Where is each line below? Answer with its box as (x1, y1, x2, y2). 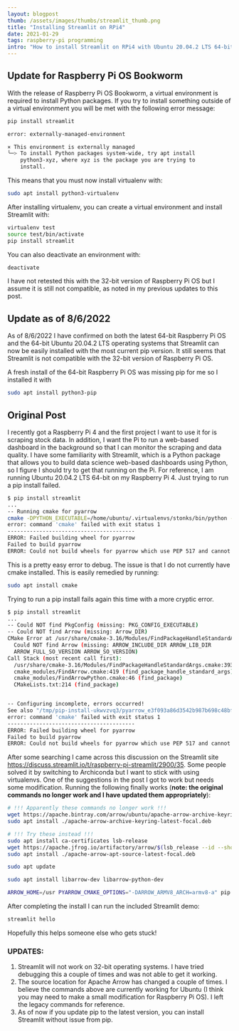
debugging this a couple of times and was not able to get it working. (17, 970, 218, 979)
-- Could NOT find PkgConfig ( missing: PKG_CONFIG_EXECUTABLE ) (7, 622, 199, 629)
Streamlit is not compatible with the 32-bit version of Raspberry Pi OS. (7, 354, 213, 363)
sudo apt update (7, 863, 55, 871)
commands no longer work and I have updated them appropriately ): (7, 791, 211, 800)
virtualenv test (7, 224, 55, 231)
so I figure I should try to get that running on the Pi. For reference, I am (7, 466, 215, 474)
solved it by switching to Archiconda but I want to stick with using (7, 768, 200, 777)
